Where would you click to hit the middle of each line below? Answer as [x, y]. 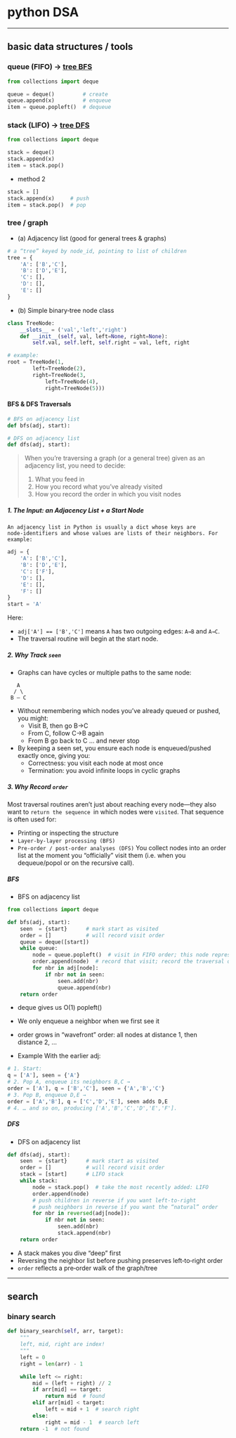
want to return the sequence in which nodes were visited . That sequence [116, 812]
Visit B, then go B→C [58, 726]
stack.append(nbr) [84, 1233]
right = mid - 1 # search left [92, 1422]
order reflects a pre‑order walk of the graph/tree [87, 1268]
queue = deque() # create [58, 94]
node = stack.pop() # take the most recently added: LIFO [121, 1187]
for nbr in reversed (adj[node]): [81, 1214]
